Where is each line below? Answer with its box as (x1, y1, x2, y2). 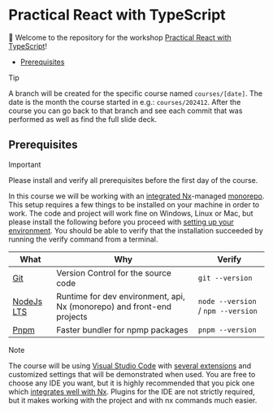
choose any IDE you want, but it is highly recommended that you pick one (8, 378, 255, 388)
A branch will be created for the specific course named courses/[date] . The (8, 88, 262, 98)
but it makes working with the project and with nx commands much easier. (8, 395, 258, 405)
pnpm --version (197, 325, 258, 334)
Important (8, 159, 41, 169)
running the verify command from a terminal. (8, 234, 158, 244)
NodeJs (12, 295, 43, 306)
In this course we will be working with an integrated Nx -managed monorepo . (8, 191, 265, 201)
